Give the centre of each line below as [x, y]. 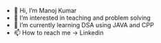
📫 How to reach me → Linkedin [58, 33]
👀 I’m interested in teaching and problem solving [82, 18]
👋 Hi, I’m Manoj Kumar [45, 11]
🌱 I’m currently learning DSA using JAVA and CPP [84, 25]
